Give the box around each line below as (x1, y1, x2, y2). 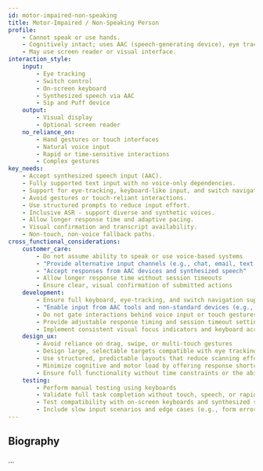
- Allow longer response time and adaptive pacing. (22, 216, 194, 224)
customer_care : (22, 245, 72, 253)
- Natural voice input (36, 143, 110, 151)
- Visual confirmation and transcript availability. (22, 223, 198, 232)
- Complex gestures (36, 158, 100, 166)
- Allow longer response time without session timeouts (36, 274, 222, 283)
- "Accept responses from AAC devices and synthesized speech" (36, 267, 247, 275)
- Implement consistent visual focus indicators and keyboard (36, 325, 243, 334)
